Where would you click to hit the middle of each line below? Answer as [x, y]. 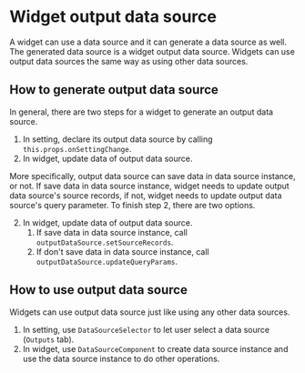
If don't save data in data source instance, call [122, 251]
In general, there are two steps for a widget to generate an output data [142, 112]
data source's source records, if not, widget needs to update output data [146, 195]
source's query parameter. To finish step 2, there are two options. [132, 205]
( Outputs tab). [48, 339]
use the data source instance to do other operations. [121, 358]
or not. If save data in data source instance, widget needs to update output [149, 186]
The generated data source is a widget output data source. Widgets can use [152, 51]
